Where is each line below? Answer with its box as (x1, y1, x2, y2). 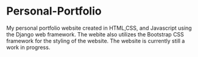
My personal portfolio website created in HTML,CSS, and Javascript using (6, 24, 192, 32)
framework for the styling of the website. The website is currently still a (6, 37, 185, 44)
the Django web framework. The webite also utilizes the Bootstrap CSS (6, 30, 185, 38)
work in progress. (6, 44, 51, 51)
